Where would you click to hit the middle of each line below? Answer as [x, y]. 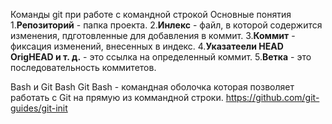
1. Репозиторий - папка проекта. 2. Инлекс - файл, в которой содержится [166, 25]
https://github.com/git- [272, 97]
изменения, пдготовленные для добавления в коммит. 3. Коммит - [153, 35]
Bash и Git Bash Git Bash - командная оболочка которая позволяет [152, 87]
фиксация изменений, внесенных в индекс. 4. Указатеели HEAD [147, 46]
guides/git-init [39, 108]
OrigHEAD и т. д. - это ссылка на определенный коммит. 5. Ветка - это [161, 57]
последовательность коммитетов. [83, 67]
